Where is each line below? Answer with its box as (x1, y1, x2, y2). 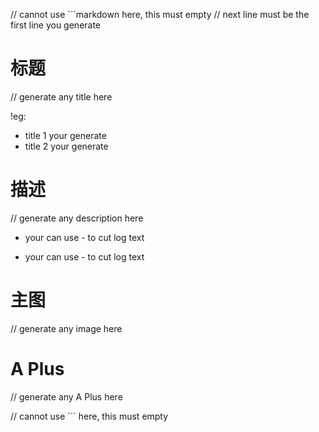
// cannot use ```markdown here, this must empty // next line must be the (10, 9, 310, 20)
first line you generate (10, 19, 102, 31)
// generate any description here (10, 212, 144, 224)
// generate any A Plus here (10, 390, 123, 403)
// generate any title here (10, 90, 113, 103)
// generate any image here (10, 322, 123, 334)
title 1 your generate (24, 129, 107, 141)
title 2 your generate (24, 140, 109, 152)
